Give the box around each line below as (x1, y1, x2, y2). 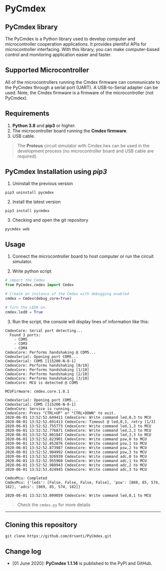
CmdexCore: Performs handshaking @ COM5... (5, 350, 96, 355)
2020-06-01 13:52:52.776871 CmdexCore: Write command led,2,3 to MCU (5, 428, 152, 433)
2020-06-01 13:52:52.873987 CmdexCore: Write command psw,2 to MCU (5, 445, 147, 450)
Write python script (12, 268, 52, 274)
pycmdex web (5, 227, 30, 232)
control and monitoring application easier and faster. (5, 52, 112, 57)
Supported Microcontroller (5, 66, 89, 74)
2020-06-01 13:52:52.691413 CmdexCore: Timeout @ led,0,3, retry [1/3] (5, 419, 156, 424)
